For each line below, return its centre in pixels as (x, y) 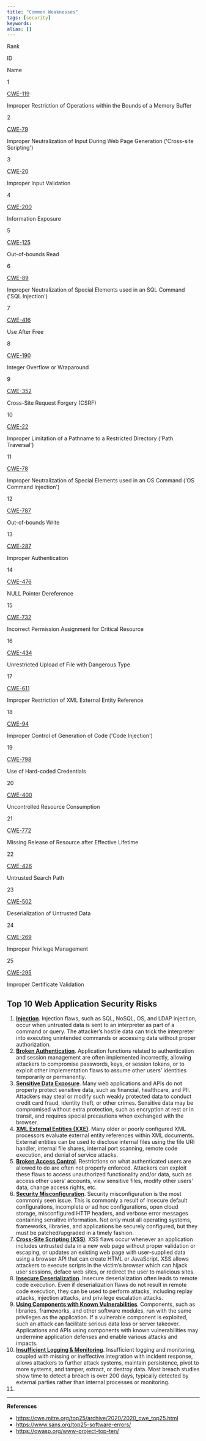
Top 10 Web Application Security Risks (82, 1004)
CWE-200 (20, 207)
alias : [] (20, 29)
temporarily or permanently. (51, 1077)
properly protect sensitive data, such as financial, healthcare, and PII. (103, 1090)
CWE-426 (20, 866)
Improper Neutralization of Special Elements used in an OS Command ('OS (101, 481)
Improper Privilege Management (47, 949)
